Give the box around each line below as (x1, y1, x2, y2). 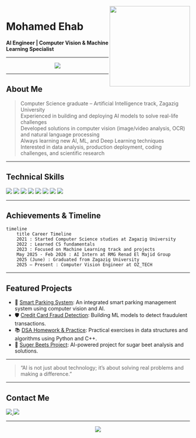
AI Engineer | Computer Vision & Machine (6, 39, 109, 46)
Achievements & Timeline (6, 211, 101, 220)
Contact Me (6, 393, 50, 403)
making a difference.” (20, 371, 72, 378)
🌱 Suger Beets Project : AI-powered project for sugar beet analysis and (14, 342, 184, 349)
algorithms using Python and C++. (14, 335, 97, 342)
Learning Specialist (6, 45, 54, 52)
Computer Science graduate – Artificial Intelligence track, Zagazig (20, 99, 179, 107)
